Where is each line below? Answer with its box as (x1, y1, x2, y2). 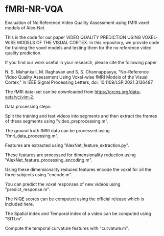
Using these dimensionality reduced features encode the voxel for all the (5, 166, 152, 172)
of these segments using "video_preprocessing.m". (5, 118, 109, 124)
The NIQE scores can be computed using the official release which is (5, 196, 144, 202)
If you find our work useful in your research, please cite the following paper (5, 59, 157, 65)
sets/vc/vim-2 (5, 94, 33, 100)
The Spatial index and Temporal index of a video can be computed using (5, 211, 151, 216)
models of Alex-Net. (5, 24, 46, 30)
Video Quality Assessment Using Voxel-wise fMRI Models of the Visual (5, 74, 148, 80)
